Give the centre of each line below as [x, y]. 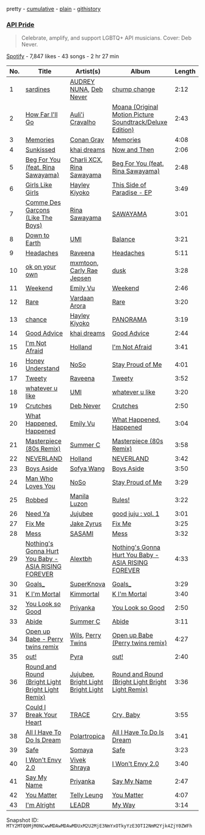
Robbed [37, 500]
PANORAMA [130, 319]
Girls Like [39, 185]
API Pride [20, 24]
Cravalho [83, 122]
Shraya [80, 768]
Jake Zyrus [86, 524]
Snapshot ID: [23, 820]
